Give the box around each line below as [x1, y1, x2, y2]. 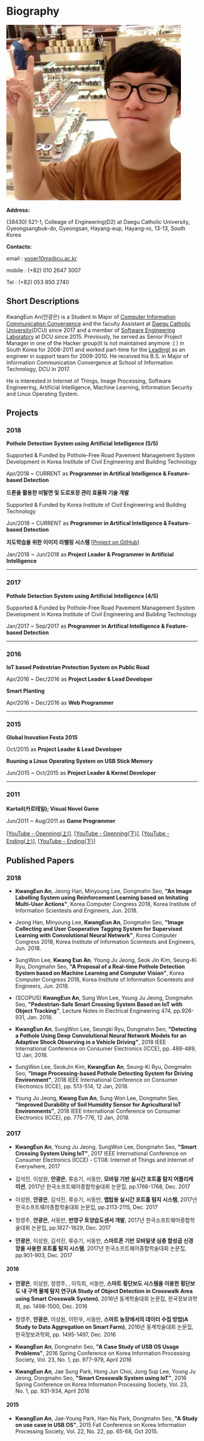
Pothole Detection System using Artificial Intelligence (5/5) [6, 440, 158, 447]
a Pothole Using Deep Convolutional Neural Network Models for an [15, 1032, 187, 1040]
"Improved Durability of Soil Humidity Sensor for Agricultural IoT [15, 1101, 182, 1109]
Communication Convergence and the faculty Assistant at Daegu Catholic [6, 320, 191, 327]
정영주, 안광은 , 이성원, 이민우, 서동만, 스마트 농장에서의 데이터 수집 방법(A [15, 1315, 189, 1323]
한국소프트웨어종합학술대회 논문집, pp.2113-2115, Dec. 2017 [15, 1203, 158, 1210]
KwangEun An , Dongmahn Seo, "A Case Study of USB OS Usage [15, 1343, 179, 1350]
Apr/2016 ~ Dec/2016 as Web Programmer [6, 699, 114, 706]
